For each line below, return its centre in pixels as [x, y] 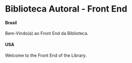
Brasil [11, 22]
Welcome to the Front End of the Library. [46, 55]
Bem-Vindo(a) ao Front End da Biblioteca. [47, 33]
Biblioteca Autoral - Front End [66, 9]
